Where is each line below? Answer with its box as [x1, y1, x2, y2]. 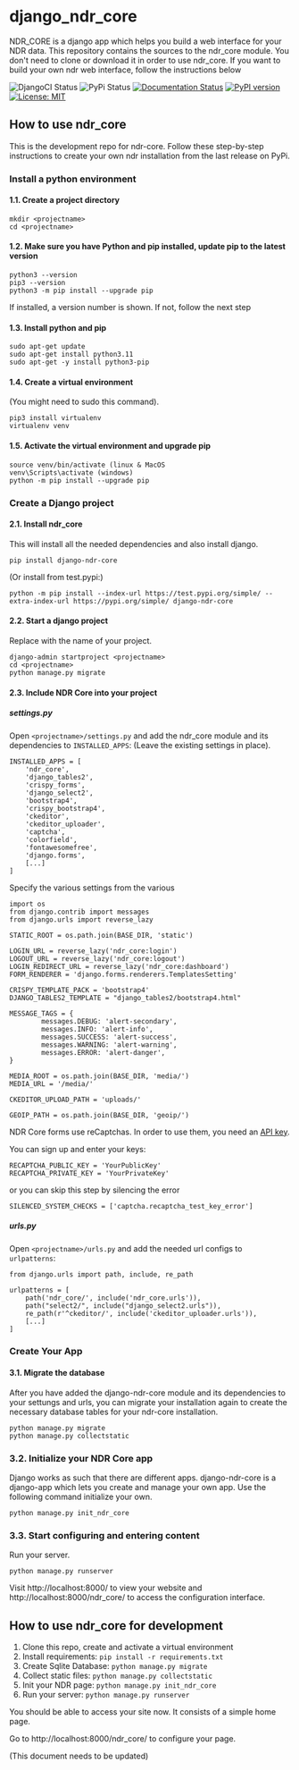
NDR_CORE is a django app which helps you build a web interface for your [9, 36, 282, 46]
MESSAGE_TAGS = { [9, 1008, 74, 1018]
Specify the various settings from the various [9, 882, 176, 893]
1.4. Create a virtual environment [9, 376, 134, 387]
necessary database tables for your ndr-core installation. [9, 1406, 219, 1417]
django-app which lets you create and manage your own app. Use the [9, 1481, 266, 1492]
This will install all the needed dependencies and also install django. [9, 538, 259, 549]
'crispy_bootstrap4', [25, 804, 105, 813]
